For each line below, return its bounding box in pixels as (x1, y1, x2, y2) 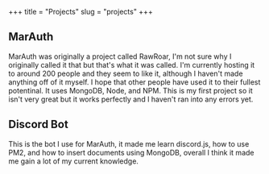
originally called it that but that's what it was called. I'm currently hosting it (8, 60, 255, 69)
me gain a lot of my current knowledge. (8, 156, 139, 166)
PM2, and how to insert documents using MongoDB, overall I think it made (8, 147, 255, 157)
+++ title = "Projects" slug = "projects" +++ (8, 7, 153, 16)
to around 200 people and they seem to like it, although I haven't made (8, 68, 243, 78)
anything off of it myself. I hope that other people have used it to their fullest (8, 77, 261, 87)
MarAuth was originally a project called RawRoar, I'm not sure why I (8, 52, 232, 61)
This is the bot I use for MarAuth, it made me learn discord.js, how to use (8, 139, 250, 148)
